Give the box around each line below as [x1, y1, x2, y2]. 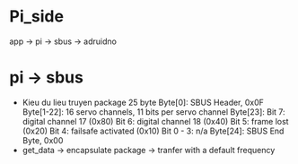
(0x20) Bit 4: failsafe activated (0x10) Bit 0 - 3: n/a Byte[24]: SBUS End [22, 125, 285, 136]
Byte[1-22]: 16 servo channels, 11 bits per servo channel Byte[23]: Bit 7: [22, 106, 285, 117]
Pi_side [9, 6, 65, 27]
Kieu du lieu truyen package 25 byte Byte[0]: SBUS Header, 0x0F [22, 97, 265, 108]
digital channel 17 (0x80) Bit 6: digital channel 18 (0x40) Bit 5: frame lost [22, 116, 289, 126]
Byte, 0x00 [22, 134, 64, 145]
